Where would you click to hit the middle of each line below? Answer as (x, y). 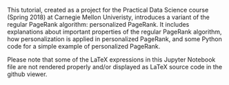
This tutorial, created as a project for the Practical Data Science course (108, 10)
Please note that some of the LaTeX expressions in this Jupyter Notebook (111, 60)
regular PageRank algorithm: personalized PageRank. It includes (98, 24)
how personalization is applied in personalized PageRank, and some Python (114, 39)
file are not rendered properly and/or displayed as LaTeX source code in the (115, 67)
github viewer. (27, 74)
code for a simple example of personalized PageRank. (84, 46)
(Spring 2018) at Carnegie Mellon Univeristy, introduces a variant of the (109, 17)
